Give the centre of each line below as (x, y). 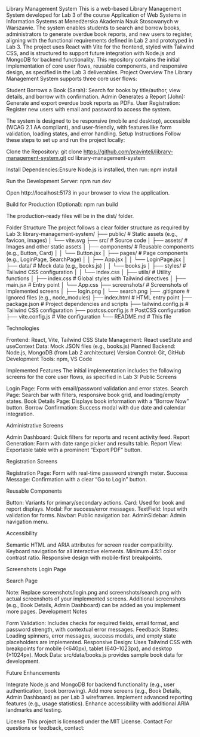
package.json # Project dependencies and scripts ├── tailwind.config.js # (98, 304)
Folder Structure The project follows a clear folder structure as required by (98, 228)
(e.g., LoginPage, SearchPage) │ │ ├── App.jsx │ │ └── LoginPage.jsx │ (96, 259)
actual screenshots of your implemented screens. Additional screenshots (96, 599)
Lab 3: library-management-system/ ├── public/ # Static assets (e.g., (92, 234)
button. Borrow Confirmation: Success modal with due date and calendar (96, 407)
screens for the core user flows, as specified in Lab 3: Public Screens (92, 377)
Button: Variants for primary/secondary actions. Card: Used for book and (96, 503)
